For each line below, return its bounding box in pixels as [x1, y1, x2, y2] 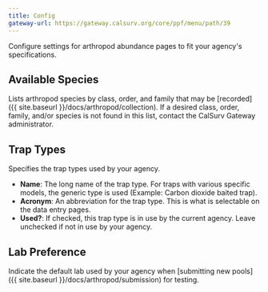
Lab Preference [8, 245, 86, 258]
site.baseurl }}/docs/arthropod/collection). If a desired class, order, [18, 102, 240, 112]
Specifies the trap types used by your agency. [8, 164, 160, 174]
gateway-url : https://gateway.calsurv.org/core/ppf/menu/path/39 [8, 19, 230, 27]
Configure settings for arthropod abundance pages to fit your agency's [8, 41, 242, 50]
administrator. [8, 119, 54, 129]
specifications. [8, 50, 58, 59]
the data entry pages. [19, 205, 91, 214]
